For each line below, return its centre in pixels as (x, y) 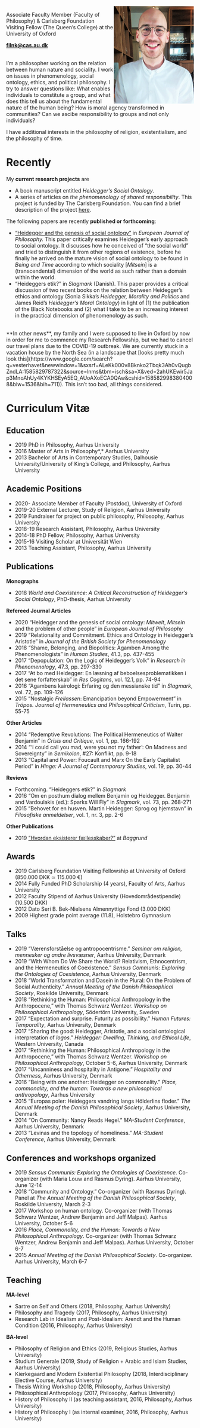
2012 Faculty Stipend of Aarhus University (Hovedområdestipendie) (98, 896)
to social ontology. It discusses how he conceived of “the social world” (101, 245)
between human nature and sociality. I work (60, 69)
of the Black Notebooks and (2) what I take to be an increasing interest (101, 309)
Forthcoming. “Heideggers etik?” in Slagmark (71, 789)
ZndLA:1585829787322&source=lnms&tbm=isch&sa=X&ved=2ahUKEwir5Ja (99, 371)
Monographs (22, 581)
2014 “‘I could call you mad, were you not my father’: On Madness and (101, 747)
